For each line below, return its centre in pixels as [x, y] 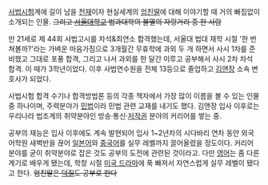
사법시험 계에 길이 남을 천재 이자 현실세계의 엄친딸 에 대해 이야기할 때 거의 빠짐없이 [134, 12]
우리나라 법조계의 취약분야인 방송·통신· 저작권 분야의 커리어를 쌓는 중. [115, 116]
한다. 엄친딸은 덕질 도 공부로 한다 [67, 173]
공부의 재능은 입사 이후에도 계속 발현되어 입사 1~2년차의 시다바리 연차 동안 [124, 133]
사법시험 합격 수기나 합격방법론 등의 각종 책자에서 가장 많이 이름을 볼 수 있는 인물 [134, 96]
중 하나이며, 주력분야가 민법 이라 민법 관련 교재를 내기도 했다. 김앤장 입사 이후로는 [134, 106]
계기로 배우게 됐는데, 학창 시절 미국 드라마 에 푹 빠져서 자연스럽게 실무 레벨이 [127, 163]
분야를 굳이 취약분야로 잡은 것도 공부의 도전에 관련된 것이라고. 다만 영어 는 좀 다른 [134, 153]
